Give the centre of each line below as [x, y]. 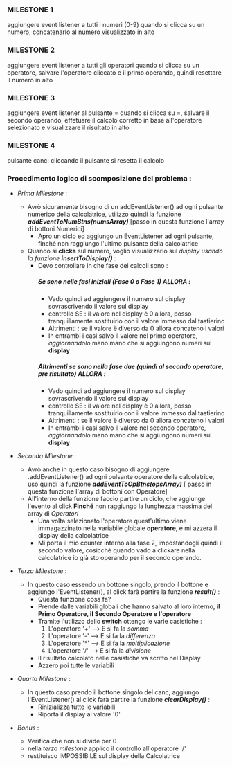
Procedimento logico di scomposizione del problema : [99, 179]
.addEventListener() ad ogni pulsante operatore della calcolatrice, [121, 477]
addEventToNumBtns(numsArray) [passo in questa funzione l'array [126, 222]
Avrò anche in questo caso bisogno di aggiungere [98, 469]
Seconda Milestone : [46, 456]
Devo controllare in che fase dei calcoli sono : [103, 266]
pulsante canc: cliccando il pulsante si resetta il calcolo [86, 161]
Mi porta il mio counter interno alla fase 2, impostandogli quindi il [130, 543]
